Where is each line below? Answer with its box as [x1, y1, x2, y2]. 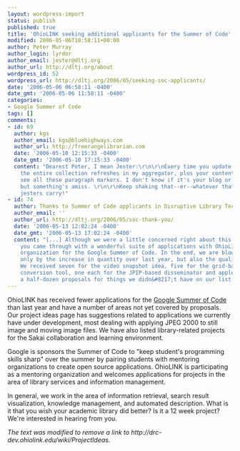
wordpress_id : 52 [7, 70, 59, 77]
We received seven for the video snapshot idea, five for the [20, 263, 209, 270]
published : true [7, 24, 56, 31]
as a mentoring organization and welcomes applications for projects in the [7, 370, 226, 378]
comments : [7, 116, 37, 123]
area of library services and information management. [7, 377, 166, 386]
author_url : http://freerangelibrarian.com [14, 143, 145, 151]
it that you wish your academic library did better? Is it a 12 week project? [7, 406, 220, 415]
